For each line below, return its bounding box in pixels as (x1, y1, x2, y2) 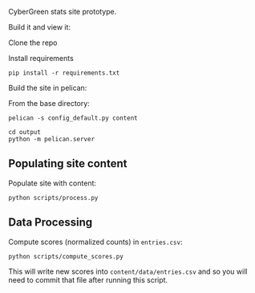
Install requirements (8, 54, 74, 63)
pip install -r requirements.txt (8, 69, 120, 77)
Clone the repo (8, 38, 58, 47)
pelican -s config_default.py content (8, 114, 138, 122)
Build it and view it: (8, 22, 71, 31)
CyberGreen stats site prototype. (8, 7, 117, 16)
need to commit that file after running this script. (8, 275, 168, 284)
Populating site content (8, 157, 127, 171)
